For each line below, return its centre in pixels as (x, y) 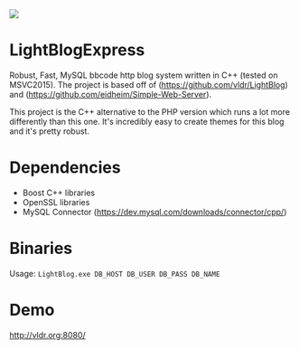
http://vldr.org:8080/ (47, 335)
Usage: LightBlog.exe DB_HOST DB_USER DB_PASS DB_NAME (115, 273)
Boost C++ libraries (59, 193)
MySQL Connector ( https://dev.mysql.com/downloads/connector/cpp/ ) (154, 212)
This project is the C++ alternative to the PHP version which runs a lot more (150, 111)
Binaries (41, 249)
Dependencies (65, 168)
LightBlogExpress (77, 50)
